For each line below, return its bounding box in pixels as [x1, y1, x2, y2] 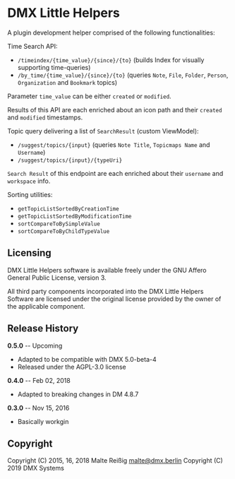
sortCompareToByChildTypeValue [17, 227, 110, 235]
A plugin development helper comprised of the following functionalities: [7, 28, 215, 37]
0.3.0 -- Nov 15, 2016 [7, 403, 70, 412]
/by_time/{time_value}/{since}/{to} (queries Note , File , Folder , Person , [17, 71, 229, 79]
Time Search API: [7, 42, 58, 50]
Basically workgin [17, 417, 69, 425]
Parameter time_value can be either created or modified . [7, 92, 171, 100]
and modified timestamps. [7, 113, 83, 122]
